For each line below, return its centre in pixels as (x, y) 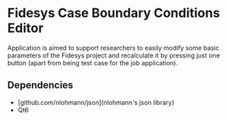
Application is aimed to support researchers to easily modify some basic (113, 48)
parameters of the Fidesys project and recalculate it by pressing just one (114, 55)
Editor (26, 28)
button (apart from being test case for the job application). (93, 62)
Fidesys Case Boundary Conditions (114, 13)
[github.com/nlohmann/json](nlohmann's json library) (96, 102)
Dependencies (40, 86)
